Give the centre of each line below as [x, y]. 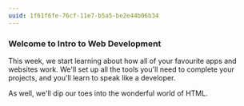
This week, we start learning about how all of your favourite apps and [123, 61]
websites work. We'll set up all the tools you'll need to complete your [121, 69]
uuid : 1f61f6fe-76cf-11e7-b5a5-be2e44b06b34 [84, 16]
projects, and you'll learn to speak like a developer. [92, 77]
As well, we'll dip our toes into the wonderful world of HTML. [108, 93]
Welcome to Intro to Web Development [85, 43]
